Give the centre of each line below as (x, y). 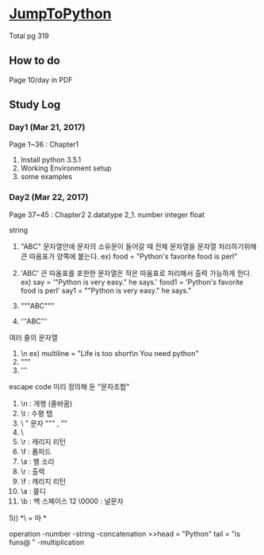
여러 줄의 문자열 (34, 337)
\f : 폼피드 (36, 451)
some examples (46, 177)
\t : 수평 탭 (36, 413)
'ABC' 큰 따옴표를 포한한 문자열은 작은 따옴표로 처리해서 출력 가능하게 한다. (136, 273)
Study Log (35, 105)
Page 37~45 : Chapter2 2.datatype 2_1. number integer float (107, 214)
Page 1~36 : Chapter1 (44, 144)
